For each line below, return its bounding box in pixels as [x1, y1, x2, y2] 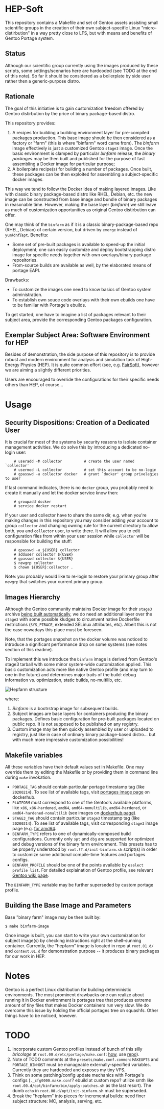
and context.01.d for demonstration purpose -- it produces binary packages [5, 948, 160, 954]
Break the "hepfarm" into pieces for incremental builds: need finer [12, 1093, 146, 1099]
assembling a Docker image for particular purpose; [12, 161, 115, 167]
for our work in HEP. [5, 953, 46, 959]
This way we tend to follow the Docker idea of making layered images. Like [5, 186, 156, 192]
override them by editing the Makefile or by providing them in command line [5, 769, 158, 775]
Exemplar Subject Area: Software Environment [5, 331, 150, 339]
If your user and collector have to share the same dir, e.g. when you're [5, 512, 147, 518]
